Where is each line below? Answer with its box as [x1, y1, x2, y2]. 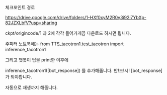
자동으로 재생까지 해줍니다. [5, 84, 58, 90]
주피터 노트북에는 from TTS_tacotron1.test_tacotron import [5, 41, 124, 47]
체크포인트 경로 [5, 5, 35, 10]
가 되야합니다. [5, 74, 33, 79]
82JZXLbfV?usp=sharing [5, 20, 57, 26]
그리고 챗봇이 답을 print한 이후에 [5, 57, 69, 63]
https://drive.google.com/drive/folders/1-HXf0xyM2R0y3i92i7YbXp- [5, 15, 147, 20]
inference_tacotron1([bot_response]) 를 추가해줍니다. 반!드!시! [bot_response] [5, 67, 162, 73]
